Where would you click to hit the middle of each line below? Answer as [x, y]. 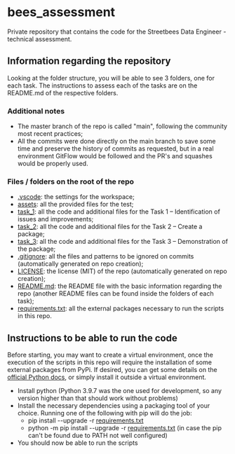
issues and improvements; [55, 219]
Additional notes [36, 111]
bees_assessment [61, 12]
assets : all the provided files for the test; [75, 205]
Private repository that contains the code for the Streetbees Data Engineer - [117, 32]
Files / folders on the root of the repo [71, 181]
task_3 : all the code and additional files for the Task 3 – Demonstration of [122, 242]
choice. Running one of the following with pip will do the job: [105, 413]
